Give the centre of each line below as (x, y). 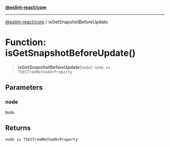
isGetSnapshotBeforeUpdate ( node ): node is (64, 67)
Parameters (24, 87)
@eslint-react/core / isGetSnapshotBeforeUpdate (57, 22)
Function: (26, 42)
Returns (18, 128)
